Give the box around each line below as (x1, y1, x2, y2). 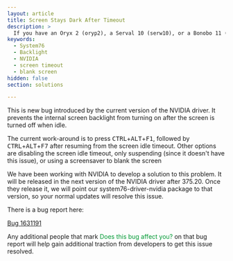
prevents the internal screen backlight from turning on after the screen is (7, 114, 215, 122)
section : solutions (7, 81, 64, 88)
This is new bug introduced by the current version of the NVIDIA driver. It (7, 106, 216, 115)
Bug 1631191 (7, 219, 42, 228)
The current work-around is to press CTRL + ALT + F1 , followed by (7, 135, 190, 143)
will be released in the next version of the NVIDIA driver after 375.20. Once (7, 178, 221, 186)
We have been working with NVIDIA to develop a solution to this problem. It (7, 170, 222, 178)
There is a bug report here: (7, 205, 85, 214)
